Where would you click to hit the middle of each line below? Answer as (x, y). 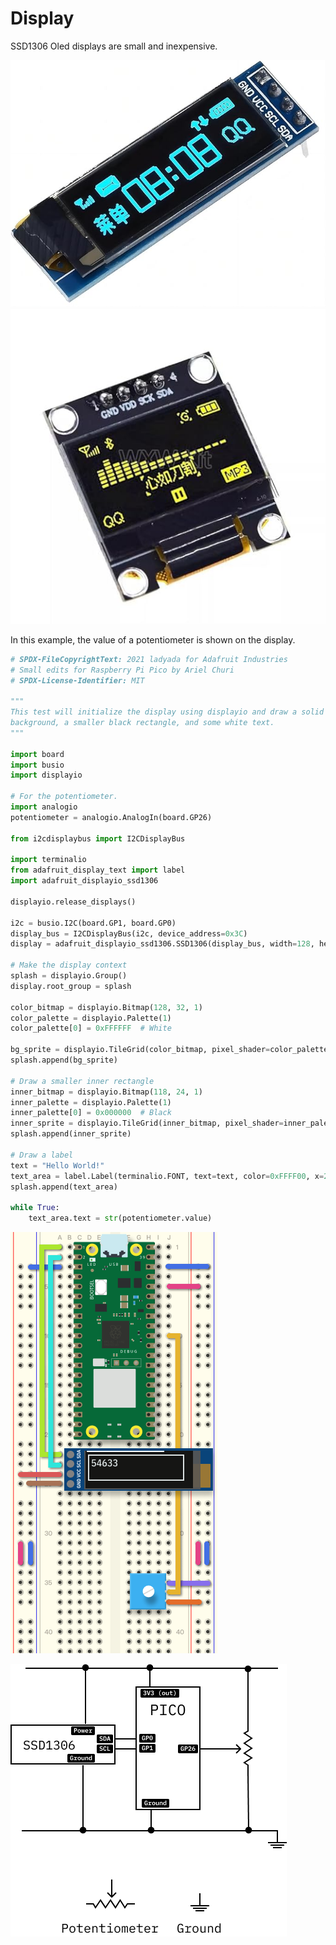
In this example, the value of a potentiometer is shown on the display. (153, 639)
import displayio (46, 775)
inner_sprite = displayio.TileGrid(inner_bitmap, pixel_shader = (147, 1123)
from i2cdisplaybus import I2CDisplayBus (98, 838)
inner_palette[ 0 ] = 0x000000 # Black (91, 1113)
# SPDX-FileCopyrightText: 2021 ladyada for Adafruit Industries (149, 659)
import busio (37, 765)
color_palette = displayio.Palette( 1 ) (91, 1018)
